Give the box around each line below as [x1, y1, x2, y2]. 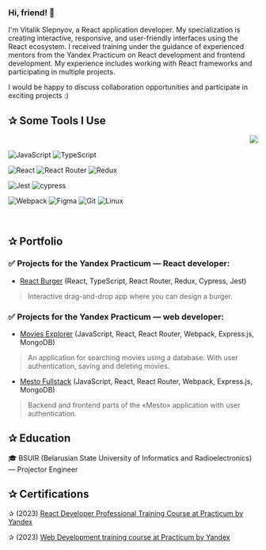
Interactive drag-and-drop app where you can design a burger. [27, 291, 234, 301]
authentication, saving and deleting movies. [27, 362, 170, 371]
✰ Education [8, 431, 71, 446]
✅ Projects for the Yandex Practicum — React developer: [8, 258, 230, 269]
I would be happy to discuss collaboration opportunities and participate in [8, 82, 249, 92]
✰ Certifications [8, 487, 89, 501]
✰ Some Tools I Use [8, 114, 106, 127]
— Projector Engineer [8, 465, 78, 474]
